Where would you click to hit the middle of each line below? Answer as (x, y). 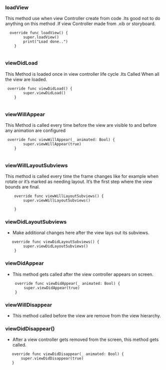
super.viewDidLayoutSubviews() (56, 246)
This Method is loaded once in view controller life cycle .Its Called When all (82, 74)
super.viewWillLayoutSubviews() (57, 201)
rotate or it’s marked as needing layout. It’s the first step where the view (79, 181)
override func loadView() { (39, 33)
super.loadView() (41, 37)
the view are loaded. (26, 79)
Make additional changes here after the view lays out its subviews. (81, 233)
